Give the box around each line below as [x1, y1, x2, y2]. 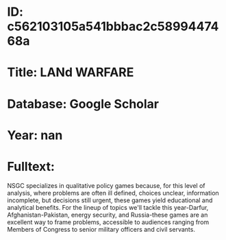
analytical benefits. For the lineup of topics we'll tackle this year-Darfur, [7, 203, 209, 211]
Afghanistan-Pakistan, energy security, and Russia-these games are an [7, 211, 208, 219]
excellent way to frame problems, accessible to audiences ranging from [7, 217, 210, 226]
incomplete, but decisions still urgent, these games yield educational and [7, 196, 213, 204]
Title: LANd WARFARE [7, 64, 134, 80]
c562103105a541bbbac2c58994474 [7, 19, 219, 34]
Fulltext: [7, 158, 55, 174]
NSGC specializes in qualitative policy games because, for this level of [7, 181, 205, 189]
